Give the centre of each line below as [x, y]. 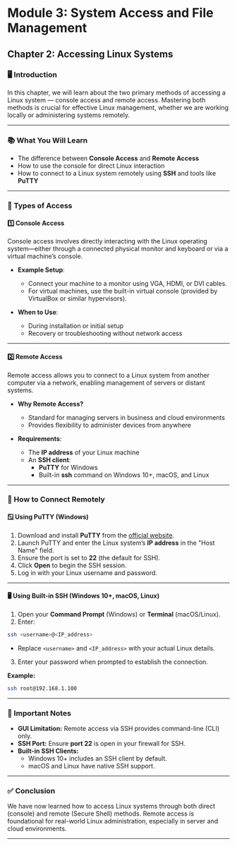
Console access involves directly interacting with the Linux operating [108, 241]
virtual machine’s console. [45, 256]
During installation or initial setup [76, 326]
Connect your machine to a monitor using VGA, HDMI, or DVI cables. [127, 284]
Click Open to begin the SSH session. [72, 565]
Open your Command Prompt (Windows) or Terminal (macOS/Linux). [119, 614]
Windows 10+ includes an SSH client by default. [97, 758]
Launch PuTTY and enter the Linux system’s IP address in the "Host [116, 543]
